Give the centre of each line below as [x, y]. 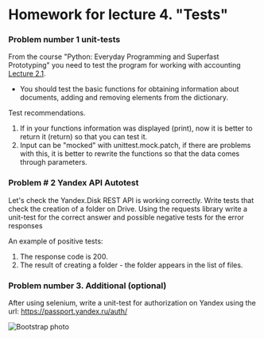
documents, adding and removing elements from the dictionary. [124, 98]
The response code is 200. [64, 256]
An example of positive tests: [56, 241]
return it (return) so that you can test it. [83, 137]
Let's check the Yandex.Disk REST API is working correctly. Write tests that [131, 200]
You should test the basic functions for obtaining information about [129, 89]
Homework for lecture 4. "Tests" [118, 15]
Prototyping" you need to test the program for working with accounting [124, 65]
